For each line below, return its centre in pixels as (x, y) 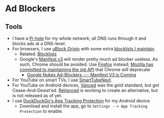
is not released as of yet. (37, 95)
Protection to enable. (41, 111)
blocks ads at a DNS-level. (39, 44)
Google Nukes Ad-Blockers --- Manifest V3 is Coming (82, 75)
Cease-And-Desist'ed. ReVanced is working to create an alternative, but (85, 90)
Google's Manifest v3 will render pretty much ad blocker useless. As (89, 59)
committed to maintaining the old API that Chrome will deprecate (85, 70)
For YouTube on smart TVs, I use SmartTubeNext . (62, 80)
